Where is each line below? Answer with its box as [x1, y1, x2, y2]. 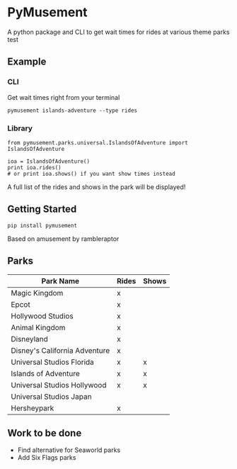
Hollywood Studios [11, 311, 74, 321]
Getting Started [7, 203, 77, 215]
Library [7, 123, 33, 133]
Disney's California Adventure [11, 345, 110, 355]
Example [7, 56, 47, 68]
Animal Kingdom [11, 322, 66, 332]
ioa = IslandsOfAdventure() [7, 157, 91, 165]
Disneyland [11, 334, 48, 344]
